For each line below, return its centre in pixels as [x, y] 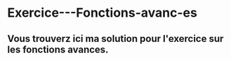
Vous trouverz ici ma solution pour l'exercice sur [115, 39]
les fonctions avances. [58, 49]
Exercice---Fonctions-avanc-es [103, 13]
